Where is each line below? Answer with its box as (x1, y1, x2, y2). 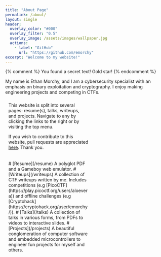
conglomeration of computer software (8, 231, 88, 237)
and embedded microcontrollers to (8, 236, 81, 242)
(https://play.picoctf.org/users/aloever (8, 187, 88, 194)
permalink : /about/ (5, 12, 47, 17)
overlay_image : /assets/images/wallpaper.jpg (10, 36, 108, 41)
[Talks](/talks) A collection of (20, 209, 80, 215)
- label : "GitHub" (14, 45, 53, 50)
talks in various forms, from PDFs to (8, 214, 84, 221)
